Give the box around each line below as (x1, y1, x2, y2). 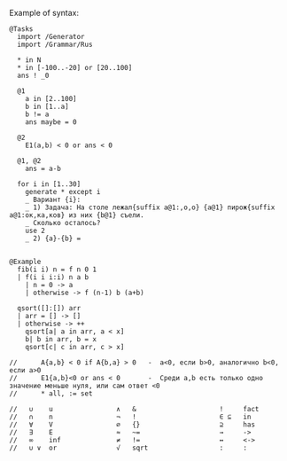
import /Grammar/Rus (17, 40, 93, 49)
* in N (17, 56, 42, 65)
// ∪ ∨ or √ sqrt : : (9, 443, 248, 452)
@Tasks (9, 25, 34, 34)
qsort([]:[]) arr (17, 304, 81, 313)
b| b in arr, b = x (25, 335, 97, 344)
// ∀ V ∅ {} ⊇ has (9, 420, 255, 429)
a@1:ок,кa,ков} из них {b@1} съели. (9, 211, 144, 220)
